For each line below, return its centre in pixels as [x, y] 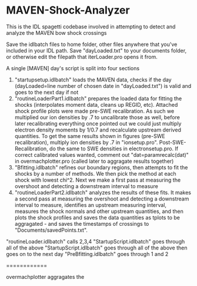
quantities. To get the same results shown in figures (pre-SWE [90, 136]
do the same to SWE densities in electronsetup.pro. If [114, 149]
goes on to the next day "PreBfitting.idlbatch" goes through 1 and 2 [87, 254]
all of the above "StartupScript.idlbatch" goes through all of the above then [97, 248]
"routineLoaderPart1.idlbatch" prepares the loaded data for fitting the [98, 98]
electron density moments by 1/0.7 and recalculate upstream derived [98, 130]
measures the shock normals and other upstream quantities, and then [99, 211]
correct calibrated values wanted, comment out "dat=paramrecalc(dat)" [102, 154]
